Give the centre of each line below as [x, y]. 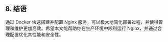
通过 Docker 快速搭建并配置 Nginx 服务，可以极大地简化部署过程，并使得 [82, 22]
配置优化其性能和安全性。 [37, 34]
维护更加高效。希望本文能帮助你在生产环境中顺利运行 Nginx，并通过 [86, 28]
